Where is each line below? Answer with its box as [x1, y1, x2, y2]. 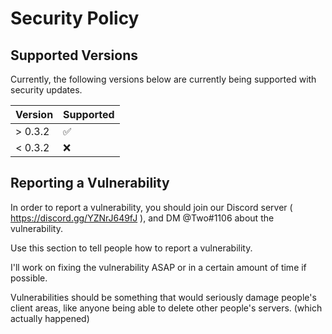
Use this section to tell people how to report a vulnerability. [10, 242, 253, 254]
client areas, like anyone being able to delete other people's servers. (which [10, 302, 323, 314]
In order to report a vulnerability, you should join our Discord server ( [10, 201, 293, 213]
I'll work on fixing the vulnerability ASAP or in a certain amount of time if [10, 261, 307, 273]
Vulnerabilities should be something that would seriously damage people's [10, 291, 317, 303]
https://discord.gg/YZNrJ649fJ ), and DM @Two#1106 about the [10, 212, 275, 224]
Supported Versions [10, 47, 138, 64]
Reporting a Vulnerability [10, 175, 170, 192]
